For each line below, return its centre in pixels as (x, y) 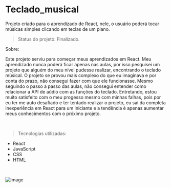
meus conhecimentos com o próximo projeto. (53, 114)
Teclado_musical (42, 10)
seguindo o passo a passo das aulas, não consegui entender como (76, 86)
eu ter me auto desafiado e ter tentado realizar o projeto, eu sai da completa (86, 102)
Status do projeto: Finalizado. (49, 39)
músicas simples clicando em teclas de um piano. (58, 29)
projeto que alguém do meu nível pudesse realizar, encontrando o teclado (83, 70)
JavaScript (24, 149)
